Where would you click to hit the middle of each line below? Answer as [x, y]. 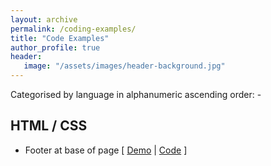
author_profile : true [55, 47]
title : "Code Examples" [60, 38]
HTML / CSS [49, 126]
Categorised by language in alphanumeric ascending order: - [136, 94]
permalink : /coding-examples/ [73, 29]
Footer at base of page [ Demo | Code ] [106, 150]
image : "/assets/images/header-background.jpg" [124, 66]
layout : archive [44, 19]
